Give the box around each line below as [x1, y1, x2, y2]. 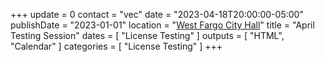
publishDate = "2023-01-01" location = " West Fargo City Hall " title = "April [10, 19, 315, 31]
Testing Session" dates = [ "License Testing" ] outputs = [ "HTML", [10, 30, 285, 41]
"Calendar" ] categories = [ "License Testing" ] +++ [10, 40, 223, 52]
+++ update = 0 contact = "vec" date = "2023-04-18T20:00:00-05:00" [10, 9, 304, 20]
